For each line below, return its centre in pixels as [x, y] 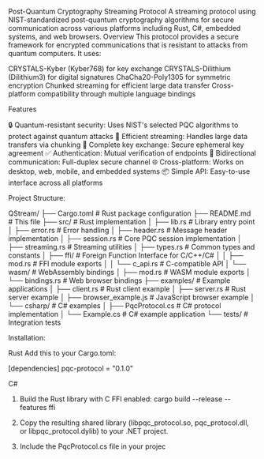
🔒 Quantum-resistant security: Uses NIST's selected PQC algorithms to [123, 125]
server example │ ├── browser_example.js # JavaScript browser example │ [132, 297]
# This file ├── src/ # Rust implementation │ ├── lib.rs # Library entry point [132, 222]
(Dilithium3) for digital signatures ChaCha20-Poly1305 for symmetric [119, 77]
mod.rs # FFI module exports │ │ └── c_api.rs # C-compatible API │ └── [127, 263]
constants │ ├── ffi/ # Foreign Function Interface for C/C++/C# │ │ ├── [126, 255]
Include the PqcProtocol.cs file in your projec [93, 446]
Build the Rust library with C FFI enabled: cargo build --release [121, 399]
